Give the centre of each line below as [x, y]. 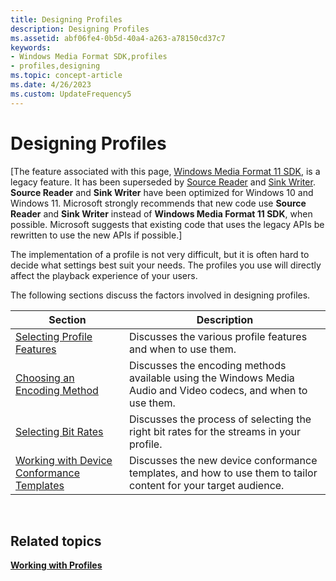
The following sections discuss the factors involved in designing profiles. [160, 295]
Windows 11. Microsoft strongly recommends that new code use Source [158, 203]
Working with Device [64, 460]
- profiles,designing [55, 66]
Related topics [56, 541]
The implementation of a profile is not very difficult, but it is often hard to [160, 254]
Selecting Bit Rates [59, 431]
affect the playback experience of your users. [104, 275]
